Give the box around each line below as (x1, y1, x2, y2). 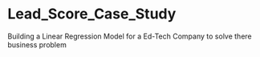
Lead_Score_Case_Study (7, 5, 177, 23)
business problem (7, 39, 67, 49)
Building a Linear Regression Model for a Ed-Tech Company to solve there (7, 31, 252, 41)
